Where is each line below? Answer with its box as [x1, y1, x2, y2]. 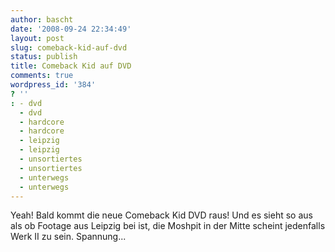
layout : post [10, 33, 65, 43]
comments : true [10, 71, 74, 81]
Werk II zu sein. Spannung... [10, 231, 127, 243]
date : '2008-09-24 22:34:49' [10, 24, 132, 34]
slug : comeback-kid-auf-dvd [10, 42, 128, 53]
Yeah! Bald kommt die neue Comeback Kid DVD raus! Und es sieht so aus [10, 209, 313, 221]
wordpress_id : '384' [10, 80, 97, 90]
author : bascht [10, 14, 74, 25]
